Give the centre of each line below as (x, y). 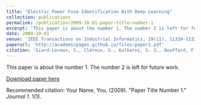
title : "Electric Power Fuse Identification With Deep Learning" (89, 12)
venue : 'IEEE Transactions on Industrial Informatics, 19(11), (87, 39)
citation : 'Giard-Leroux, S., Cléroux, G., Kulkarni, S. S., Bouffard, (97, 50)
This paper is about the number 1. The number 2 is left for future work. (93, 67)
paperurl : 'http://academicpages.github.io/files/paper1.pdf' (85, 45)
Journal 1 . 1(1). (24, 96)
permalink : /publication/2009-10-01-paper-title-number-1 (80, 23)
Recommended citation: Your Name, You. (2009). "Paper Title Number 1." (96, 90)
